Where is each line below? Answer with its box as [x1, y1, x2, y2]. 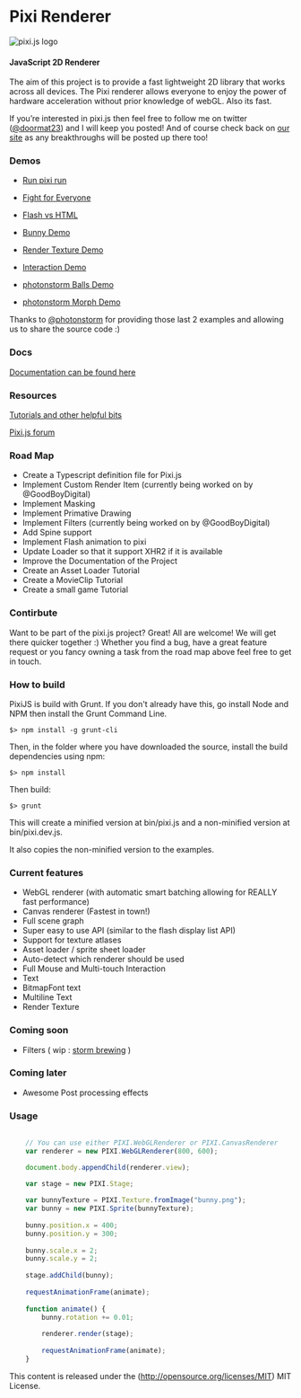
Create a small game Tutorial [21, 584, 128, 595]
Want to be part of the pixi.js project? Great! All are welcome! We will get [9, 627, 277, 638]
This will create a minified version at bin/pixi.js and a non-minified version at [9, 817, 290, 827]
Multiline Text [21, 992, 73, 1003]
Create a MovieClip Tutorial [21, 575, 124, 586]
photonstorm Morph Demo [21, 296, 121, 307]
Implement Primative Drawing [21, 508, 132, 518]
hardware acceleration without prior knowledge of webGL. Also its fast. [9, 96, 272, 107]
